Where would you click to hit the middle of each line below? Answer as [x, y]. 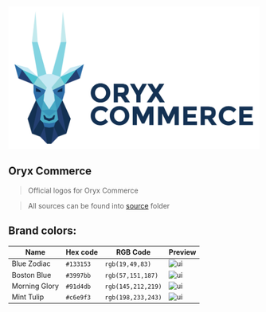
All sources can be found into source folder [99, 205]
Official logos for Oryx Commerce [83, 190]
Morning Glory [35, 286]
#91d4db [78, 287]
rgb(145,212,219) [133, 287]
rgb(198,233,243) [133, 298]
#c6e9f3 [78, 298]
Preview [182, 252]
